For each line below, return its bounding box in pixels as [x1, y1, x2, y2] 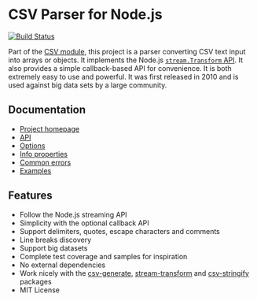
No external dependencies [19, 260, 106, 269]
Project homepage [19, 124, 80, 133]
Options [19, 140, 46, 150]
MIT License [19, 285, 61, 295]
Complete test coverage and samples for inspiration [19, 251, 188, 261]
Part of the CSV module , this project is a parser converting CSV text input [8, 46, 246, 56]
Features [8, 189, 53, 203]
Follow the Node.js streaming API [19, 210, 127, 219]
